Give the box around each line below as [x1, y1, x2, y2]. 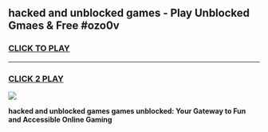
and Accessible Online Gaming [8, 114, 112, 124]
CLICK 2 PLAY [8, 73, 64, 84]
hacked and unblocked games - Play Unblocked [8, 6, 250, 20]
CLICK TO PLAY [8, 43, 70, 54]
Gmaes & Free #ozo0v [8, 19, 120, 33]
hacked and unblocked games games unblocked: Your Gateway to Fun [8, 106, 246, 115]
